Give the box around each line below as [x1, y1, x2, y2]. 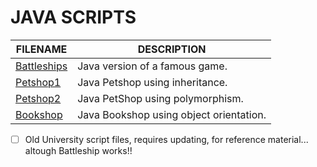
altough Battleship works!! [24, 145, 133, 156]
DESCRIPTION [137, 42, 207, 56]
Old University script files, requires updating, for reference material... [24, 133, 309, 145]
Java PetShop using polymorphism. [77, 91, 244, 105]
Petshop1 [15, 75, 62, 89]
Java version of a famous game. [77, 59, 228, 73]
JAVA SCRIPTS [10, 6, 137, 29]
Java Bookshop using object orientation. [77, 107, 267, 121]
